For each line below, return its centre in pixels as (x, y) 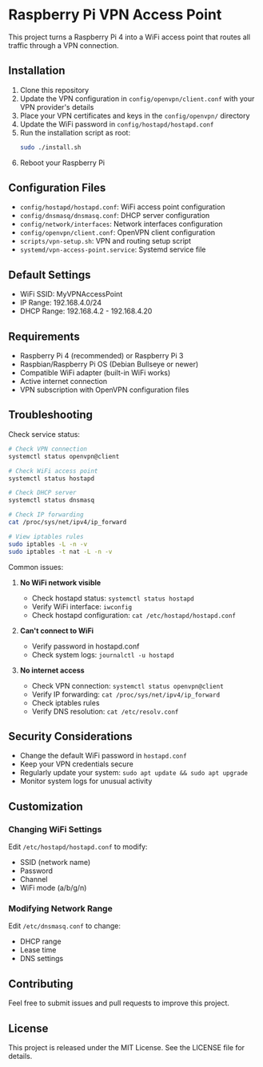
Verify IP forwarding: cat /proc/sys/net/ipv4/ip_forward (126, 694)
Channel (34, 879)
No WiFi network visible (60, 582)
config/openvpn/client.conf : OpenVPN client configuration (118, 232)
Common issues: (36, 567)
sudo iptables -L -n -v (48, 544)
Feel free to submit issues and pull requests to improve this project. (119, 1003)
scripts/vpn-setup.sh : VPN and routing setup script (106, 241)
